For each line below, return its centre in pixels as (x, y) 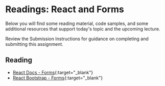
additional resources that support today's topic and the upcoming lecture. (83, 28)
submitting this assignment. (34, 44)
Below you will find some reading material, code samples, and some (77, 23)
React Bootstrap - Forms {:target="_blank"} (58, 78)
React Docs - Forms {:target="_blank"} (53, 72)
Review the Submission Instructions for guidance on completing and (77, 39)
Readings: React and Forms (65, 9)
